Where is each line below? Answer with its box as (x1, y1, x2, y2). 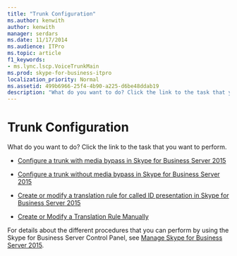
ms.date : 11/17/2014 (7, 37, 68, 44)
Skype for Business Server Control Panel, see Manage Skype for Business (7, 233, 223, 242)
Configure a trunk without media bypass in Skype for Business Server (17, 170, 220, 178)
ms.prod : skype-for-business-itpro (7, 69, 112, 76)
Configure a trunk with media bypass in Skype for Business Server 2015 (17, 157, 226, 165)
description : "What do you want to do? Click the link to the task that (7, 89, 226, 96)
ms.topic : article (7, 50, 61, 57)
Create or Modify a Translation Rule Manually (17, 212, 150, 221)
